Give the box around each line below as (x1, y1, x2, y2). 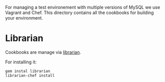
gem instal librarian (5, 68, 51, 73)
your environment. (5, 15, 43, 21)
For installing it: (5, 59, 37, 65)
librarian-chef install (5, 73, 55, 78)
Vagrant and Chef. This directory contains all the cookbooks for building (5, 10, 154, 16)
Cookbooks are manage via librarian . (5, 49, 81, 55)
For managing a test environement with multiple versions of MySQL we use (5, 5, 160, 10)
